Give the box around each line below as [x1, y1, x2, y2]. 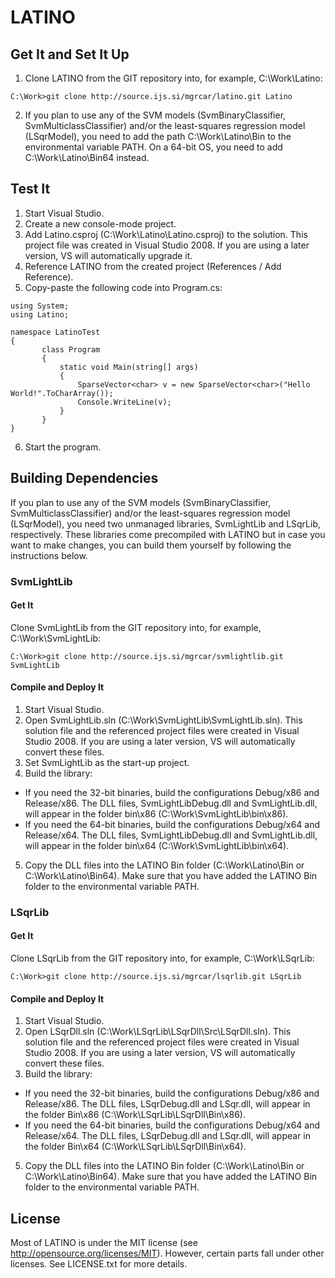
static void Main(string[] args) [59, 362, 199, 372]
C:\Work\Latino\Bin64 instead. [24, 152, 150, 163]
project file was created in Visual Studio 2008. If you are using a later [24, 239, 310, 251]
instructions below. [10, 549, 88, 561]
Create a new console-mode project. [24, 217, 177, 230]
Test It [10, 181, 51, 198]
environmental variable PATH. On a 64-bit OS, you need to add [24, 141, 283, 153]
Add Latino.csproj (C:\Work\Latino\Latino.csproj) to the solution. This [24, 228, 308, 240]
